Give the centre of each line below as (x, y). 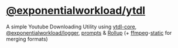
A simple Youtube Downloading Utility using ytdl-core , (71, 27)
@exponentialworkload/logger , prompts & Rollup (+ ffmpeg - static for (89, 32)
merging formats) (27, 39)
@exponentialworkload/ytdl (76, 11)
